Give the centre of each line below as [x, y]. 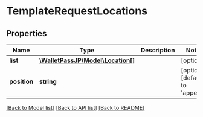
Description [158, 50]
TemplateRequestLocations [77, 11]
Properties [27, 33]
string [48, 81]
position [21, 81]
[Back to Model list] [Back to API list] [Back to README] [76, 108]
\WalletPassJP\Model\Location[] [87, 60]
